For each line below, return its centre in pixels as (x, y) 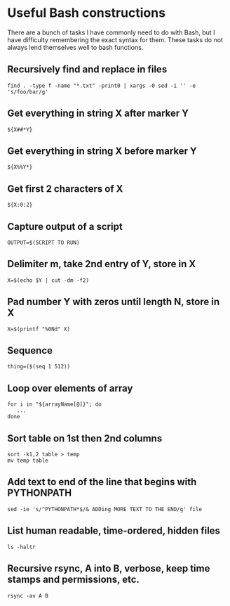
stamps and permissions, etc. (74, 580)
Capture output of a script (65, 226)
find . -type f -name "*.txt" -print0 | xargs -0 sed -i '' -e (102, 86)
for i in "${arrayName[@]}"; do (54, 405)
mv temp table (28, 461)
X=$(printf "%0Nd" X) (39, 329)
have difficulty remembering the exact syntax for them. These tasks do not (115, 39)
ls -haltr (22, 547)
